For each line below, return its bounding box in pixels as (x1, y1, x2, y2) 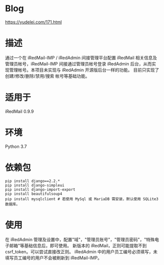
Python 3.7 (5, 143, 27, 149)
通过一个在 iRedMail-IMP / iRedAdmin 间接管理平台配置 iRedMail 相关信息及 (5, 55, 157, 61)
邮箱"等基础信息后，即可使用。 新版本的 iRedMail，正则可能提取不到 (9, 243, 147, 248)
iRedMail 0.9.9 (5, 108, 34, 114)
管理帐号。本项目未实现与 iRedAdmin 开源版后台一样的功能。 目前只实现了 (9, 67, 159, 73)
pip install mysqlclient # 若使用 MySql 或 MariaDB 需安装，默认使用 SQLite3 (5, 196, 159, 202)
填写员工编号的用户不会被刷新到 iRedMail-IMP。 (5, 255, 102, 261)
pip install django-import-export (5, 187, 76, 192)
